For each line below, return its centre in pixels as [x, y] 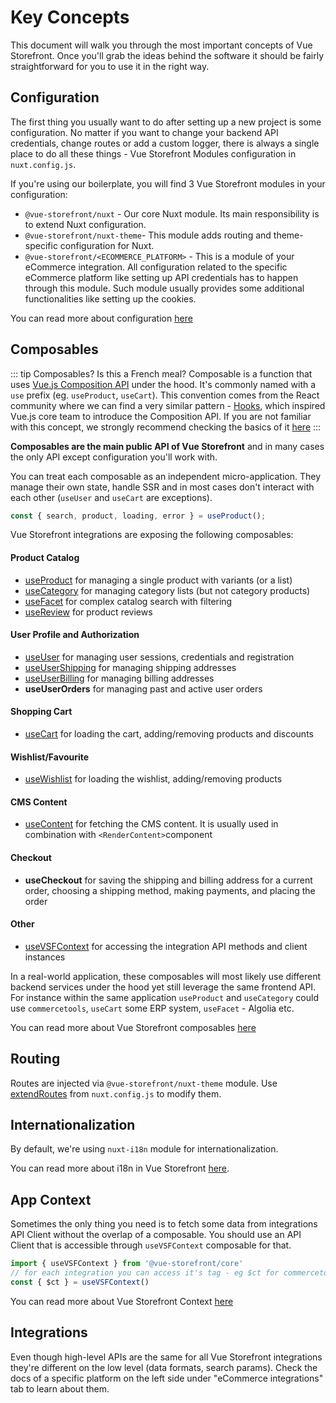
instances [45, 957]
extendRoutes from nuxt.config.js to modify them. [116, 1093]
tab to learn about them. [60, 1388]
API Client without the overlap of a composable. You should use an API [156, 1235]
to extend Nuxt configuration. [85, 224]
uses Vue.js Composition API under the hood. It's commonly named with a [163, 384]
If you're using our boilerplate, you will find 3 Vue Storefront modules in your [168, 183]
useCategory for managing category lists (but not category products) [167, 590]
